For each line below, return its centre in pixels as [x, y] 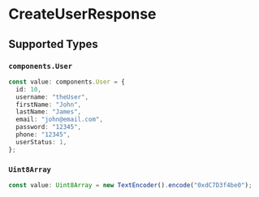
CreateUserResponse [82, 14]
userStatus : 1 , [41, 142]
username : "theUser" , [52, 97]
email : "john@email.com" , [60, 120]
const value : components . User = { [67, 82]
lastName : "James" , [49, 112]
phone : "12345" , [43, 135]
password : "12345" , [49, 127]
